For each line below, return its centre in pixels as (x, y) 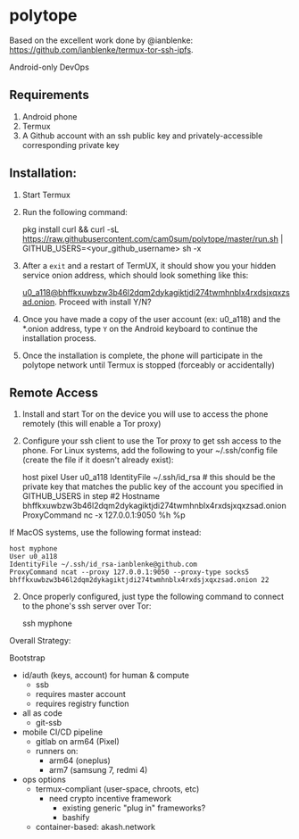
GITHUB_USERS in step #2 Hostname (91, 496)
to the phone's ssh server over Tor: (87, 606)
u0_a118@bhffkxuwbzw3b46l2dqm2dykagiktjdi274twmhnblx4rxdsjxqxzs (156, 292)
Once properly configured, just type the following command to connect (153, 597)
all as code (42, 713)
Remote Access (54, 392)
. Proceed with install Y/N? (103, 302)
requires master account (81, 694)
